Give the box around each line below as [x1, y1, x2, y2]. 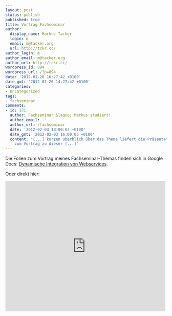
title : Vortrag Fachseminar [5, 22, 66, 27]
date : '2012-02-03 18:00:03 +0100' [10, 127, 86, 132]
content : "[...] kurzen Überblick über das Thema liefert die [10, 137, 145, 142]
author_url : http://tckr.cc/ [5, 60, 68, 65]
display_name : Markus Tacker [10, 31, 72, 36]
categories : [5, 84, 31, 89]
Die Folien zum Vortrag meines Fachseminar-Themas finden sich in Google [5, 155, 163, 162]
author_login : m [5, 50, 40, 55]
